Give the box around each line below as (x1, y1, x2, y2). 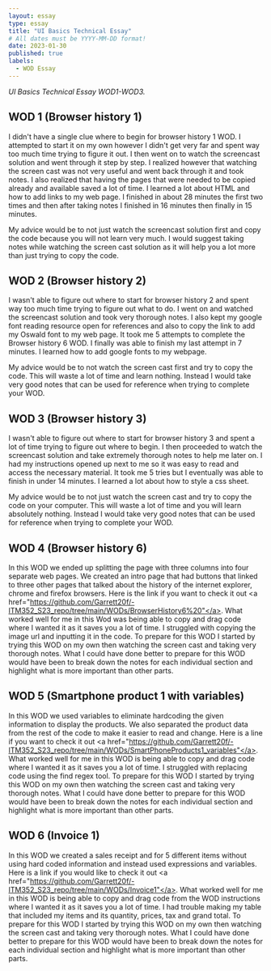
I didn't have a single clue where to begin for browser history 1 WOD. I (8, 131, 241, 142)
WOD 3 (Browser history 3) (8, 412, 147, 426)
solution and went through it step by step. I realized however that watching (8, 157, 257, 167)
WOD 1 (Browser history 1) (8, 110, 143, 124)
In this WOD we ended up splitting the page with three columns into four (8, 563, 249, 572)
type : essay (8, 19, 49, 28)
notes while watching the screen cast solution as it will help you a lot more (8, 242, 256, 252)
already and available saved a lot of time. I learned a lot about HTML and (8, 183, 250, 193)
